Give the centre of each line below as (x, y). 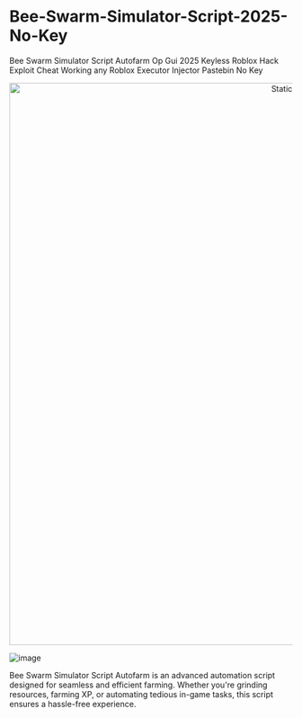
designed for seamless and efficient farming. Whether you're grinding (138, 685)
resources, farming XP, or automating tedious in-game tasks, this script (142, 694)
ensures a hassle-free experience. (73, 704)
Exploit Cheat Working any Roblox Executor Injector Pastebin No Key (136, 70)
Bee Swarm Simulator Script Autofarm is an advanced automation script (142, 675)
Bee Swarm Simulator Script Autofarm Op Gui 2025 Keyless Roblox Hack (144, 60)
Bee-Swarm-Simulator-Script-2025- (149, 17)
